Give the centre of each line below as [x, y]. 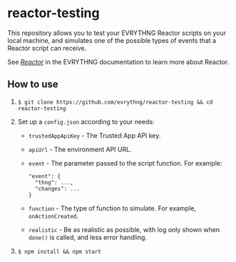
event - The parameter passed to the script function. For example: [125, 163]
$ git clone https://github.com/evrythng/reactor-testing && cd [115, 102]
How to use [33, 85]
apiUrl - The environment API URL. [80, 149]
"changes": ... [57, 188]
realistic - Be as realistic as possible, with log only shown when [124, 229]
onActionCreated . [53, 216]
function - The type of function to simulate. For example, [112, 208]
